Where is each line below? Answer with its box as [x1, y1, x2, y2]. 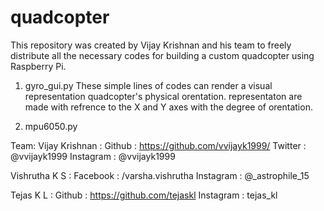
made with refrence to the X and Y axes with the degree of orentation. [24, 101, 313, 113]
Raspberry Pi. [10, 60, 67, 72]
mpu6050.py [24, 120, 78, 132]
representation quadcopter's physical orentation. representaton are [24, 90, 303, 102]
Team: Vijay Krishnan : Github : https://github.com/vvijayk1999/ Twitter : [10, 139, 307, 151]
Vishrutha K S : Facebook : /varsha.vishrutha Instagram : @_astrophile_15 [10, 169, 310, 181]
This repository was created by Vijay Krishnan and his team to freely [10, 39, 292, 51]
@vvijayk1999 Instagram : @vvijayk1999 [10, 150, 176, 162]
